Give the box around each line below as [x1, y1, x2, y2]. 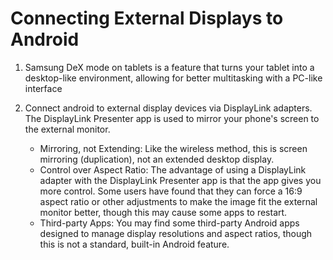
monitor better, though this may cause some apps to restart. [39, 206, 288, 218]
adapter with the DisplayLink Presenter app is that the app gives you [39, 174, 322, 186]
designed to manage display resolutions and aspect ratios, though [39, 227, 313, 239]
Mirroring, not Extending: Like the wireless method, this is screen [39, 142, 308, 154]
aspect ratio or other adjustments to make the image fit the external [39, 195, 318, 207]
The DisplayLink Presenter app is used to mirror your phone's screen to [24, 112, 320, 124]
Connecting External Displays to [10, 7, 284, 30]
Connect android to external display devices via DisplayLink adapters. [24, 102, 313, 114]
